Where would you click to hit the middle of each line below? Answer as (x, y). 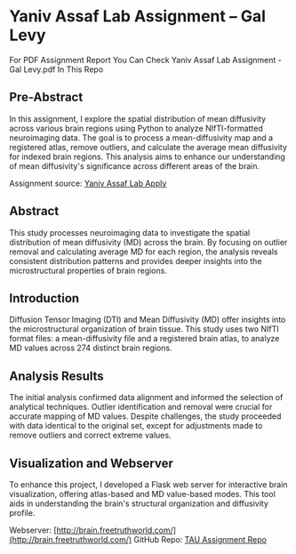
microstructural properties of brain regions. (88, 270)
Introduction (44, 298)
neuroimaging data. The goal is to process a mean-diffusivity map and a (141, 137)
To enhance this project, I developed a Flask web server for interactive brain (148, 485)
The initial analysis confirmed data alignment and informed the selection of (146, 397)
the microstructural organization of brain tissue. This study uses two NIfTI (144, 329)
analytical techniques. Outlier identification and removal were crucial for (141, 407)
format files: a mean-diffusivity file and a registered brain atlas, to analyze (144, 339)
